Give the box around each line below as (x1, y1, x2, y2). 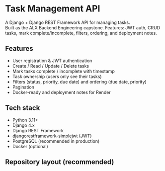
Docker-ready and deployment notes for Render (12, 89, 111, 95)
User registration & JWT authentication (12, 58, 92, 64)
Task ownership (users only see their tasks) (12, 73, 102, 80)
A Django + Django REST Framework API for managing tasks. (5, 19, 130, 25)
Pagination (12, 84, 35, 90)
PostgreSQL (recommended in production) (12, 138, 100, 144)
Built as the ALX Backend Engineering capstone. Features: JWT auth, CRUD (5, 24, 161, 30)
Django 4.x (12, 122, 35, 128)
